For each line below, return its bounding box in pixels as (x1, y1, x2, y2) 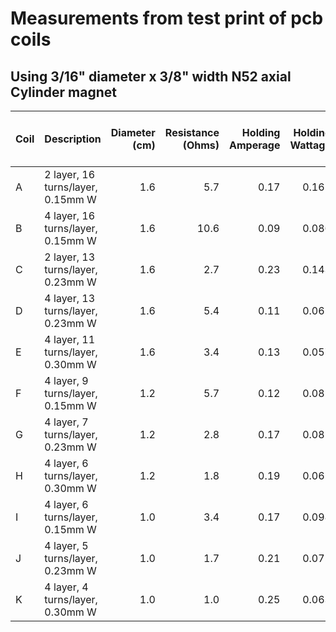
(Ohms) (182, 138, 220, 152)
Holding (241, 126, 281, 139)
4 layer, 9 (44, 374, 89, 387)
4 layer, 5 (44, 539, 89, 552)
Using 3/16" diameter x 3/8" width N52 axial (10, 68, 292, 85)
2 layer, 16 (44, 168, 95, 181)
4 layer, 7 (44, 415, 89, 429)
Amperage (229, 138, 281, 152)
